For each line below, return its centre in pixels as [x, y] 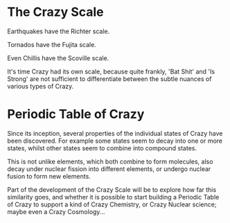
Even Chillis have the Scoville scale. [58, 58]
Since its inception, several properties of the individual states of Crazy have [115, 133]
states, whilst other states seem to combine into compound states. [102, 148]
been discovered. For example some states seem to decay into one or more [115, 141]
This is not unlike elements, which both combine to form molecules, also [110, 161]
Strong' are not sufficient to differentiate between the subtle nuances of [109, 79]
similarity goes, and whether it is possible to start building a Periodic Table [113, 197]
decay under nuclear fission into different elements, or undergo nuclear [109, 169]
